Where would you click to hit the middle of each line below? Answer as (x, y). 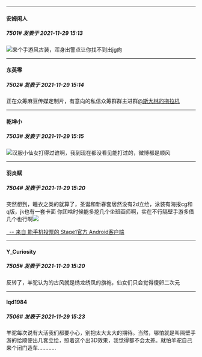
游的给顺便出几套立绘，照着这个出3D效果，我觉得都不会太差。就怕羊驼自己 (99, 340)
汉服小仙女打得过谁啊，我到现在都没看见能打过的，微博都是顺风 (91, 152)
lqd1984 (17, 302)
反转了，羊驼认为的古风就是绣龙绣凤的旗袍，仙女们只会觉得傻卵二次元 (93, 282)
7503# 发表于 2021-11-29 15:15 (45, 136)
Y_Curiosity (21, 251)
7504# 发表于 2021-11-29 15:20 (46, 188)
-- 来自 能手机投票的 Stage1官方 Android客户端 (66, 232)
